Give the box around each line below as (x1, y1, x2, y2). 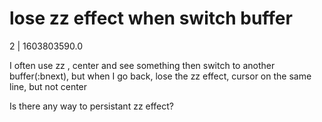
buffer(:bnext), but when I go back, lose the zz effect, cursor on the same (9, 70, 312, 82)
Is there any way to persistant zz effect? (9, 100, 175, 112)
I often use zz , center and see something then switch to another (9, 59, 276, 71)
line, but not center (9, 80, 88, 92)
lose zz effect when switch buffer (9, 7, 293, 30)
